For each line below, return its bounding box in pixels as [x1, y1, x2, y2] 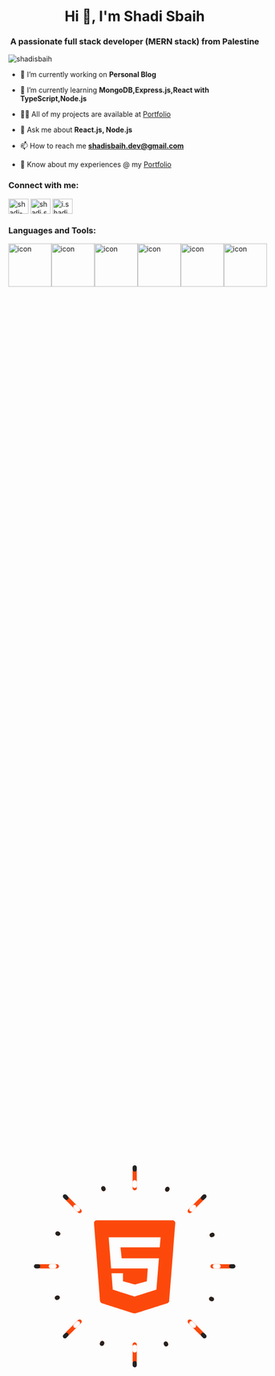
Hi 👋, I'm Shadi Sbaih [64, 7, 205, 26]
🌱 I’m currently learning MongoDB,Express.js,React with [19, 85, 210, 95]
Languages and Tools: [8, 224, 96, 236]
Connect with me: [8, 180, 79, 191]
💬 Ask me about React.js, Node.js [19, 125, 133, 135]
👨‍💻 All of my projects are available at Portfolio [19, 109, 171, 119]
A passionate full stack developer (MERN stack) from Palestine [10, 36, 260, 47]
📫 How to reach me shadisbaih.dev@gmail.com [19, 141, 184, 151]
